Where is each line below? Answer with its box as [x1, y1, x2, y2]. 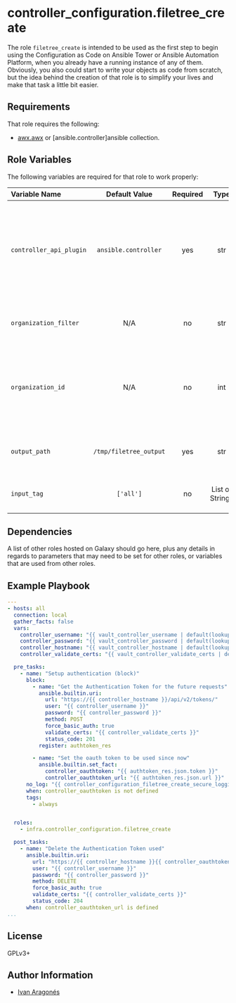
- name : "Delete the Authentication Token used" [20, 845, 165, 852]
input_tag [11, 489, 44, 498]
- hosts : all [7, 605, 46, 612]
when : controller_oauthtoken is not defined [25, 787, 159, 795]
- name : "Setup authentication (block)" [20, 670, 140, 677]
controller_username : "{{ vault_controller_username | [20, 631, 184, 638]
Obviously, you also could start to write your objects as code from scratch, [7, 65, 223, 74]
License [7, 931, 43, 942]
